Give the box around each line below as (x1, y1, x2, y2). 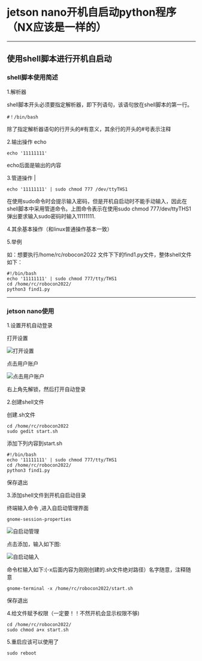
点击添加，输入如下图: (7, 540, 62, 547)
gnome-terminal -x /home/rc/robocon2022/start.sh (7, 585, 134, 591)
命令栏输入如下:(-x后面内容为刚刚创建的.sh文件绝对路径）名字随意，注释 (7, 566, 186, 573)
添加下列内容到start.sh (7, 440, 62, 447)
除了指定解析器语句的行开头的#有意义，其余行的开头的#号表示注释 (7, 125, 171, 132)
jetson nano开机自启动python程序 (7, 5, 177, 19)
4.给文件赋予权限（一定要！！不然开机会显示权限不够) (7, 609, 140, 616)
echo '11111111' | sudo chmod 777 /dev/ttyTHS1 (7, 186, 128, 192)
